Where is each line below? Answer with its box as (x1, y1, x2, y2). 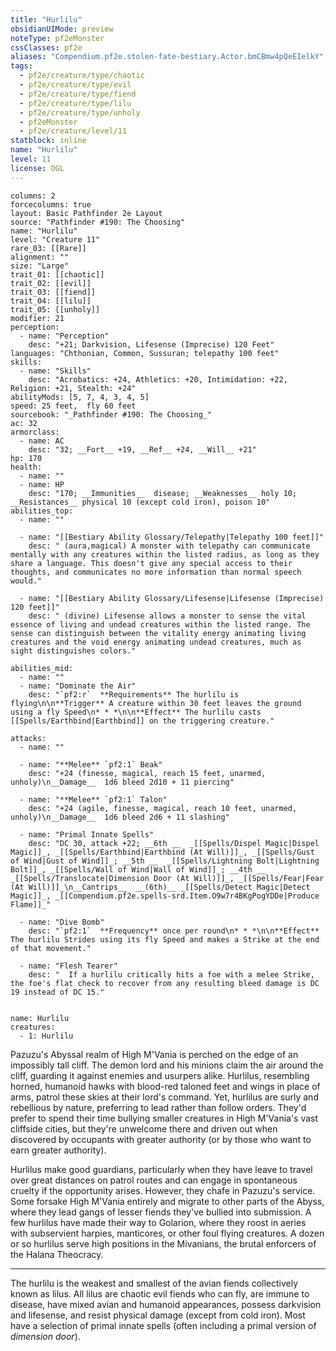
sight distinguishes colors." (10, 646, 137, 656)
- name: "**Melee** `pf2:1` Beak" (19, 759, 163, 770)
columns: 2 (10, 191, 56, 201)
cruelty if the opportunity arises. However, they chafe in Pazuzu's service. (10, 1184, 316, 1196)
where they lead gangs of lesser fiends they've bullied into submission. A (10, 1206, 312, 1218)
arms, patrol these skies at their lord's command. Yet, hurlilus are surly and (10, 1091, 319, 1103)
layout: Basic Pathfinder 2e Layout (10, 208, 163, 218)
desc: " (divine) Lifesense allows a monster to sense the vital (28, 611, 307, 621)
